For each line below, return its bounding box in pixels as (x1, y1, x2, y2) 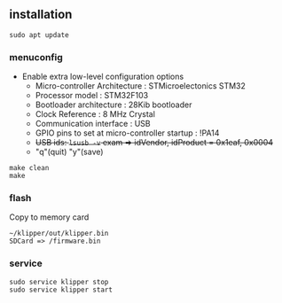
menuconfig (9, 50, 64, 63)
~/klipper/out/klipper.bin (9, 229, 109, 238)
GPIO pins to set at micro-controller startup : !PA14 (35, 128, 220, 138)
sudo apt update (9, 30, 69, 39)
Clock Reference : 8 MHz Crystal (35, 109, 155, 120)
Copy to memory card (9, 212, 90, 222)
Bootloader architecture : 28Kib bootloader (35, 99, 192, 110)
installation (9, 7, 73, 22)
